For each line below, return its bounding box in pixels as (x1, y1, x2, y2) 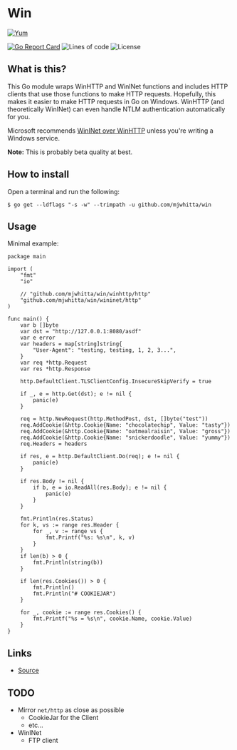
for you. (7, 112, 31, 121)
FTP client (28, 736, 58, 744)
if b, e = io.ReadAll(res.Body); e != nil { (33, 484, 167, 492)
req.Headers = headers (20, 440, 88, 447)
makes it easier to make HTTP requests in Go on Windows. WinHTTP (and (7, 97, 224, 106)
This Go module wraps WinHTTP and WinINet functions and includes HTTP (7, 82, 228, 91)
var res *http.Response (20, 365, 91, 373)
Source (17, 666, 39, 675)
